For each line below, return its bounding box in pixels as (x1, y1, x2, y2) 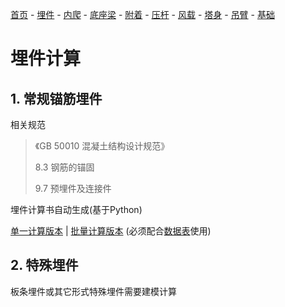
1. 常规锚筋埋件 (10, 90, 103, 107)
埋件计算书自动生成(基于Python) (10, 204, 143, 215)
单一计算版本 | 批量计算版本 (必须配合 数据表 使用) (10, 225, 212, 237)
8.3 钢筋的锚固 (34, 161, 95, 173)
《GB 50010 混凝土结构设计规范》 (34, 140, 170, 152)
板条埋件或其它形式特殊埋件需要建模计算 (10, 285, 177, 297)
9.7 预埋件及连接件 (34, 183, 112, 194)
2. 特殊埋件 (10, 257, 79, 274)
